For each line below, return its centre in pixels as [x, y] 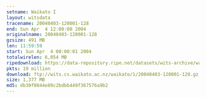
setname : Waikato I [31, 12]
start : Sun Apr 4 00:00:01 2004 [49, 52]
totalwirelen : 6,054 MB [37, 57]
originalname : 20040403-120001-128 [52, 35]
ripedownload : [25, 63]
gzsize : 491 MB [26, 40]
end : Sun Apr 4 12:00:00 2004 [46, 29]
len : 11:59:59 [25, 46]
